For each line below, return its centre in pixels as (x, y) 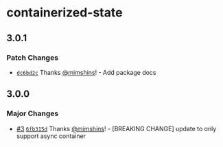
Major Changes (33, 113)
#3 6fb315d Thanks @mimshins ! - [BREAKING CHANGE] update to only (116, 128)
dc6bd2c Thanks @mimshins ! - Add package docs (86, 72)
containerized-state (64, 13)
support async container (51, 136)
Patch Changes (33, 58)
